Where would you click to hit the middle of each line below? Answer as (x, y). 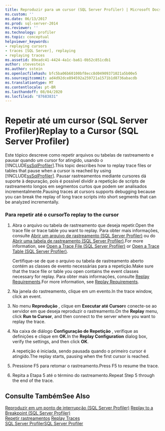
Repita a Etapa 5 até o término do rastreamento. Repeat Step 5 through (83, 376)
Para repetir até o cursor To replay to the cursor (62, 215)
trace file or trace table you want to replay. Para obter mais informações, (85, 231)
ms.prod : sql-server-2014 (31, 23)
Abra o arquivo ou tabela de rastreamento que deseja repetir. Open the (83, 225)
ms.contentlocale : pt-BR (30, 87)
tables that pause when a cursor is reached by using (58, 171)
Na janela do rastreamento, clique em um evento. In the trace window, (82, 291)
